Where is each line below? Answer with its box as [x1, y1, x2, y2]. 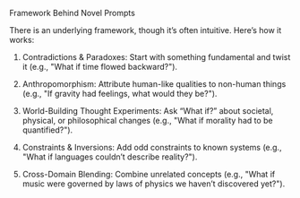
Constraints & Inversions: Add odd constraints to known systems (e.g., [21, 142, 282, 152]
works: [9, 35, 35, 45]
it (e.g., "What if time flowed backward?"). [21, 62, 177, 72]
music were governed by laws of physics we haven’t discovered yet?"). [21, 178, 286, 189]
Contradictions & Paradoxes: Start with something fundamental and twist [21, 52, 291, 62]
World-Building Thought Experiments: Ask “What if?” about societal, [21, 106, 274, 116]
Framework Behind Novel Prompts [9, 8, 136, 18]
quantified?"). [21, 125, 73, 135]
